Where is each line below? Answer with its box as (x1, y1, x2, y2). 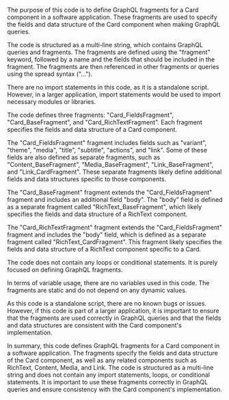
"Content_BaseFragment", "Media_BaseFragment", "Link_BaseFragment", (7, 161, 214, 168)
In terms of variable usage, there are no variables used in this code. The (7, 279, 210, 286)
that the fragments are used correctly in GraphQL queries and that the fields (7, 314, 221, 322)
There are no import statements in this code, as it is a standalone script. (7, 83, 209, 91)
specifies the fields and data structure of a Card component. (7, 126, 178, 133)
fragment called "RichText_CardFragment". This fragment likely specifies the (7, 238, 222, 245)
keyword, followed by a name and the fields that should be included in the (7, 55, 215, 64)
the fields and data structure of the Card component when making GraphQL (7, 21, 221, 28)
